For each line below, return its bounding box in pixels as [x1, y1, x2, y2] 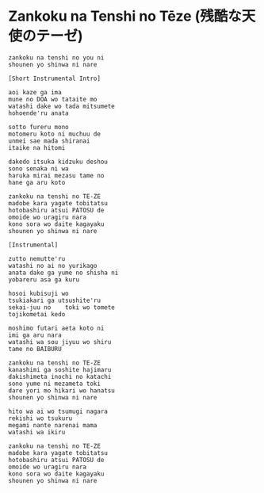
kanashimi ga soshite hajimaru [8, 365, 112, 373]
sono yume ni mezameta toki [8, 380, 101, 388]
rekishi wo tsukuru [8, 414, 73, 422]
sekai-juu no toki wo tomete [8, 303, 115, 311]
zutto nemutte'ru [8, 254, 66, 262]
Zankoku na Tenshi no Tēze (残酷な [8, 7, 242, 25]
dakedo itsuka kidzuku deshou [8, 158, 109, 166]
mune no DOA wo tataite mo [8, 95, 98, 103]
